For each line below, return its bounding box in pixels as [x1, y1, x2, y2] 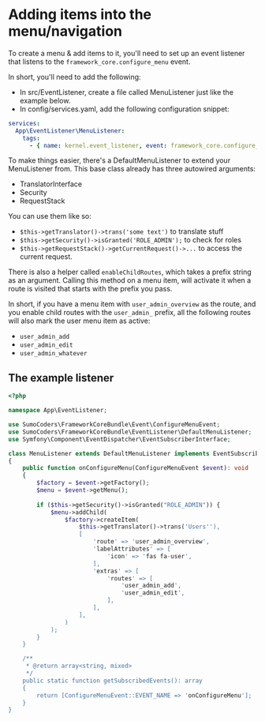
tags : [22, 134, 41, 142]
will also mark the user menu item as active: [8, 316, 151, 325]
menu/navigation [8, 22, 122, 40]
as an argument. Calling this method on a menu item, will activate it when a [8, 276, 252, 285]
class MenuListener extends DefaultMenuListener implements [8, 449, 211, 457]
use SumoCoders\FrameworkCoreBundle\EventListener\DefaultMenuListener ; [8, 428, 252, 436]
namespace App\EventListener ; [8, 407, 108, 415]
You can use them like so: [8, 212, 92, 221]
